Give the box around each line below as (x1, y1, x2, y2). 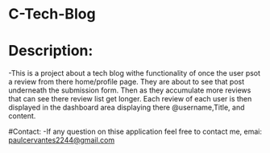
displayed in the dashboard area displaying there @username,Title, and (8, 102, 245, 113)
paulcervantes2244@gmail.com (8, 135, 115, 145)
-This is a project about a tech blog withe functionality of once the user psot (8, 68, 260, 78)
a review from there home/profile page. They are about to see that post (8, 77, 244, 87)
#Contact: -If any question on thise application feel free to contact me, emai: (8, 126, 263, 137)
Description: (8, 42, 93, 60)
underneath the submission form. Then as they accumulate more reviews (8, 85, 251, 95)
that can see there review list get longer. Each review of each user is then (8, 94, 252, 104)
